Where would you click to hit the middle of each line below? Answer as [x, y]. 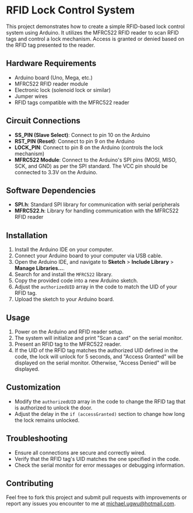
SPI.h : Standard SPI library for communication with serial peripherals [97, 205]
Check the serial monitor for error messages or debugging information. [100, 465]
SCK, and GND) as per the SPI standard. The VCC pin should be [91, 166]
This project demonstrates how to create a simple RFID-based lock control [95, 26]
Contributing [30, 483]
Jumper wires [31, 96]
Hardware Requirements [51, 63]
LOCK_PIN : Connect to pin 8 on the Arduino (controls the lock [89, 147]
